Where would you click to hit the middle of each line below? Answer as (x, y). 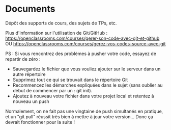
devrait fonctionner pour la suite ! (40, 122)
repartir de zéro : (23, 59)
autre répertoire (29, 74)
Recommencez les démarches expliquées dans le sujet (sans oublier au (88, 85)
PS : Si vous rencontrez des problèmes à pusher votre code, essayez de (81, 54)
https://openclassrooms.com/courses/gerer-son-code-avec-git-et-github (82, 38)
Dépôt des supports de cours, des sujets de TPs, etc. (61, 23)
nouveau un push (31, 101)
